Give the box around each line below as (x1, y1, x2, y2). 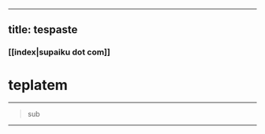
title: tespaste (8, 23, 78, 36)
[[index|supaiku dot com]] (8, 47, 110, 58)
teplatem (8, 76, 69, 94)
